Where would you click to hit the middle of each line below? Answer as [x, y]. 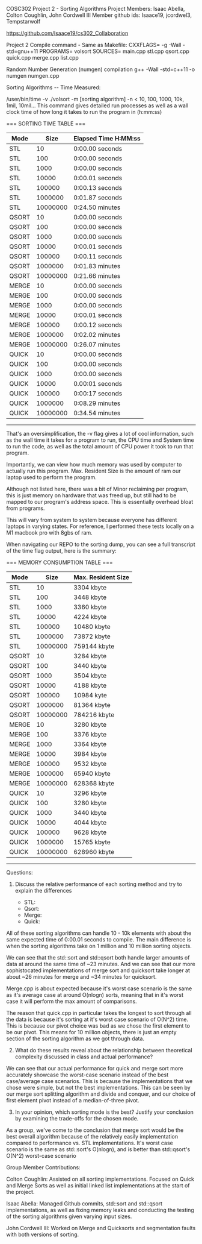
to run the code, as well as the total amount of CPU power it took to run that [100, 446]
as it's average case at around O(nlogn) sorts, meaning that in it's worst [95, 995]
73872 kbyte [92, 636]
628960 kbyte [94, 852]
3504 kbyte [90, 676]
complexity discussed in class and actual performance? [84, 1057]
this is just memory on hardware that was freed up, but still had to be [91, 495]
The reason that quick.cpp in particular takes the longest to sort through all [99, 1013]
